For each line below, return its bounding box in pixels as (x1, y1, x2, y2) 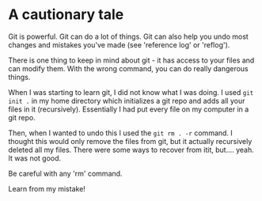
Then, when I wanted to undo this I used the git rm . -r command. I (8, 128, 234, 138)
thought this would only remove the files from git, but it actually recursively (8, 136, 253, 146)
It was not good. (8, 153, 62, 163)
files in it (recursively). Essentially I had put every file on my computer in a (8, 104, 249, 114)
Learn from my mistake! (8, 184, 85, 193)
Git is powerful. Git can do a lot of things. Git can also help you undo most (8, 32, 249, 41)
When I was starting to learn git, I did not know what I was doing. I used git (8, 87, 254, 97)
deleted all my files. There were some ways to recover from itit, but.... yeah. (8, 145, 255, 154)
